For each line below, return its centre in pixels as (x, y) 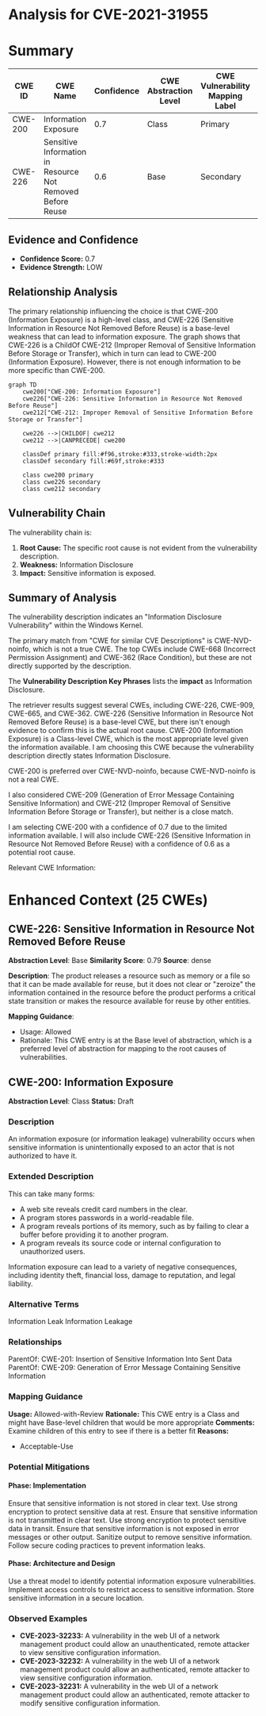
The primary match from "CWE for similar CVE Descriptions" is (110, 641)
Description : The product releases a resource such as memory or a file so (129, 976)
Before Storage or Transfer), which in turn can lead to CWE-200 (112, 353)
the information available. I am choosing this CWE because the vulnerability (131, 747)
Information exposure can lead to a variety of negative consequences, (123, 1266)
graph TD (23, 385)
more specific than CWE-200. (57, 370)
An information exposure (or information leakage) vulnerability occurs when (132, 1139)
